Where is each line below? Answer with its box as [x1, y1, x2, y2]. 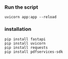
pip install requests [4, 45, 48, 50]
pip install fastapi [4, 36, 46, 42]
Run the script [4, 4, 39, 11]
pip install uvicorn [4, 41, 46, 46]
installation [4, 26, 32, 33]
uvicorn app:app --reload [4, 15, 56, 20]
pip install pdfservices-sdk [4, 49, 63, 54]
